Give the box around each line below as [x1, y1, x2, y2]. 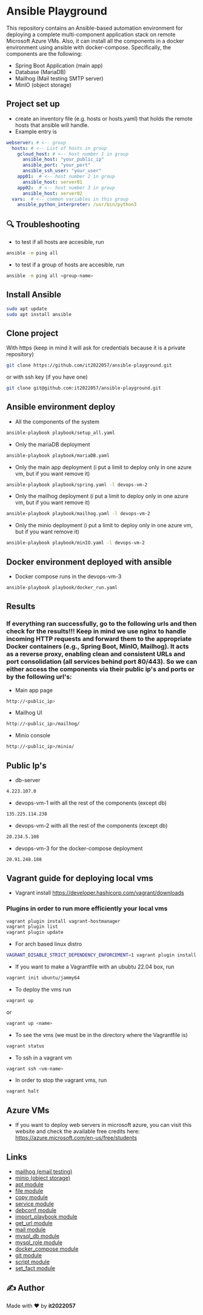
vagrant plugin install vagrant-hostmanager [6, 918, 121, 924]
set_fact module [15, 1264, 56, 1272]
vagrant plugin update [6, 930, 64, 936]
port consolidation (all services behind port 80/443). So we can [6, 657, 198, 666]
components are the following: [6, 50, 82, 57]
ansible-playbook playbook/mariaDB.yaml [6, 452, 110, 459]
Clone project [6, 328, 59, 338]
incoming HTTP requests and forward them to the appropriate [6, 635, 192, 643]
